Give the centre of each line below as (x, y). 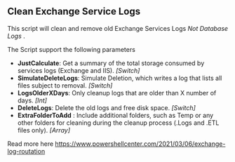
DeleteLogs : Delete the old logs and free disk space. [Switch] (107, 107)
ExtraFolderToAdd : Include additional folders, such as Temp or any (115, 115)
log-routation (26, 151)
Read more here (31, 144)
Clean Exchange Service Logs (74, 12)
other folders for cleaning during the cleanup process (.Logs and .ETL (118, 123)
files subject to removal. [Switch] (65, 85)
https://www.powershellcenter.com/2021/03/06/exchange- (140, 144)
